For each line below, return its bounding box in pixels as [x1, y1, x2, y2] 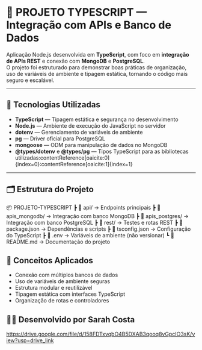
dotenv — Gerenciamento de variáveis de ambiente [14, 128, 143, 136]
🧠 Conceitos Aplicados [6, 255, 93, 266]
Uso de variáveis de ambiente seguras [14, 278, 110, 285]
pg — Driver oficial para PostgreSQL [14, 135, 105, 142]
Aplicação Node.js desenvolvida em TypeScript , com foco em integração [6, 51, 189, 58]
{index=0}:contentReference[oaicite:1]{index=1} [14, 160, 133, 167]
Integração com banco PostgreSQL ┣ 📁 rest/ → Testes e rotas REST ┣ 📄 [6, 219, 183, 226]
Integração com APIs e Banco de [6, 18, 171, 32]
